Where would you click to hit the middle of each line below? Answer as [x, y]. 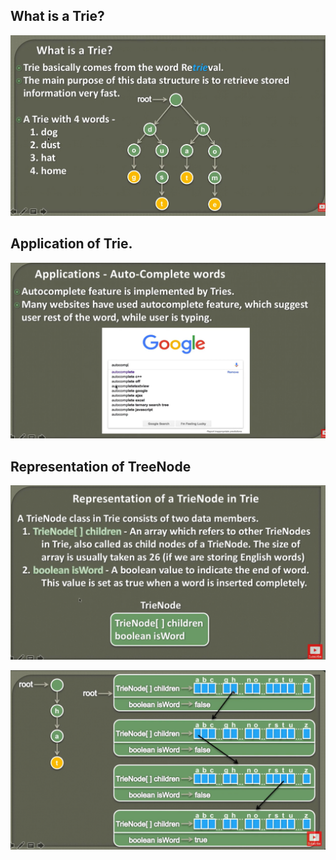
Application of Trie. [71, 244]
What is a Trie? [57, 16]
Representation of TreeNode [101, 466]
